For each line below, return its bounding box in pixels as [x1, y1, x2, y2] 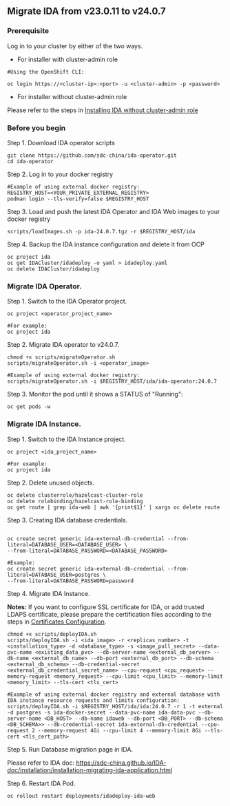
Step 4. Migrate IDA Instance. [7, 589, 91, 597]
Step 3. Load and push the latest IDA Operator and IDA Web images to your [7, 207, 220, 215]
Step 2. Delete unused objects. [7, 478, 95, 487]
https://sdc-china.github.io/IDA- [76, 759, 167, 767]
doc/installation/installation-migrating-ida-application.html [7, 765, 173, 774]
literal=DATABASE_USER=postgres [7, 571, 100, 578]
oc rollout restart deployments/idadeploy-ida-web [7, 792, 156, 799]
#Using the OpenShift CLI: [7, 68, 85, 75]
